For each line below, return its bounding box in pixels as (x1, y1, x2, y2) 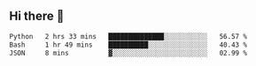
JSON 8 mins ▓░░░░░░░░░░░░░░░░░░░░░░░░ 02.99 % (9, 48, 248, 57)
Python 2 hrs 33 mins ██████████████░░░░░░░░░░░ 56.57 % (9, 32, 248, 40)
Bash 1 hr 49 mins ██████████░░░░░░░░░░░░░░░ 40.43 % (9, 40, 248, 49)
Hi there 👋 (9, 9, 65, 24)
